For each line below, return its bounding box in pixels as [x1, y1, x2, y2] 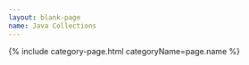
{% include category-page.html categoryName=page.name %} [8, 45, 240, 56]
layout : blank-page [8, 12, 81, 22]
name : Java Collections [8, 21, 97, 30]
